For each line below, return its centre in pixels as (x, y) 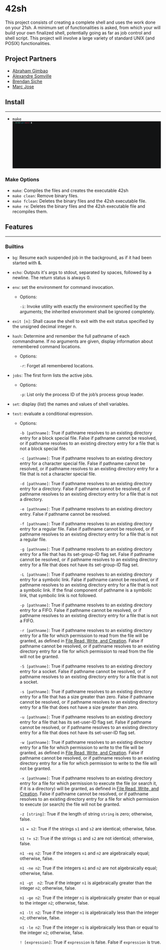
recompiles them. (30, 211)
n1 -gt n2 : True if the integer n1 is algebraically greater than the (86, 883)
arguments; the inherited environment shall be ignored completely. (87, 312)
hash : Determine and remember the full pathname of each (71, 336)
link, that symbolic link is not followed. (58, 595)
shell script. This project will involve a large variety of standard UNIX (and (80, 38)
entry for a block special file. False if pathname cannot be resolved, (88, 438)
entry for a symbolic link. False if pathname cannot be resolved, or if (89, 580)
